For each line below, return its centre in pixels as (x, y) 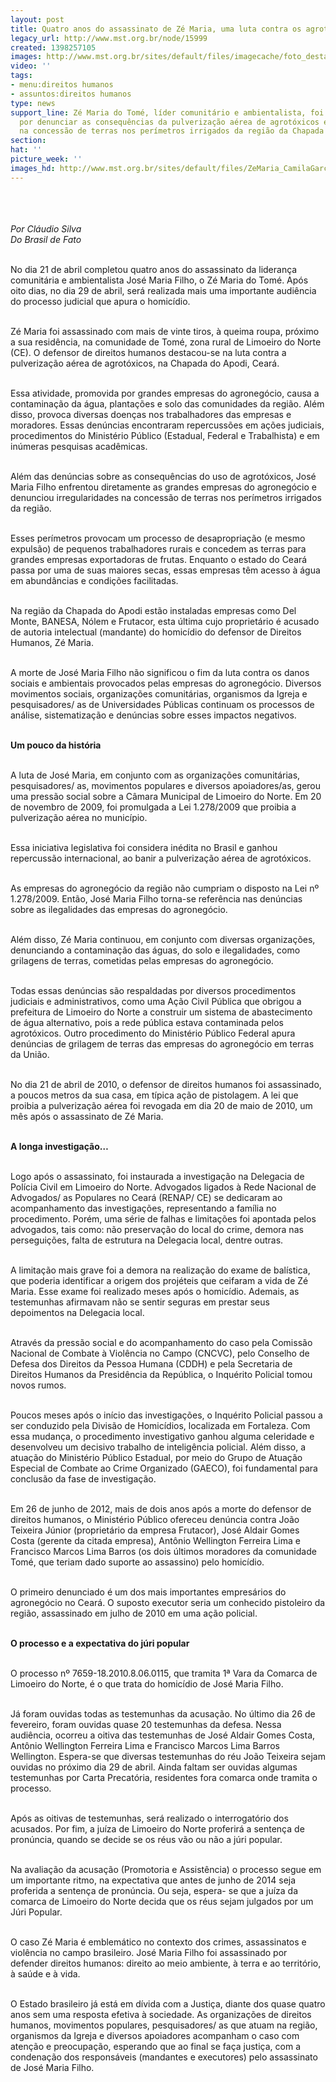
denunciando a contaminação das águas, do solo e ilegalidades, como (155, 950)
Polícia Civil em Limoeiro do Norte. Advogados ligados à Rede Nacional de (163, 1187)
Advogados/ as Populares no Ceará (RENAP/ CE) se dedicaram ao (146, 1197)
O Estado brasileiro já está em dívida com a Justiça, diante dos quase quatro (168, 2003)
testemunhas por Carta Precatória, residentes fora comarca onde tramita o (164, 1777)
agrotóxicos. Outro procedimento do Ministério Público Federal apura (153, 1033)
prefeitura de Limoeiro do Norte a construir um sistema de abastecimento (161, 1012)
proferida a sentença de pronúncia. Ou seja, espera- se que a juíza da (154, 1890)
